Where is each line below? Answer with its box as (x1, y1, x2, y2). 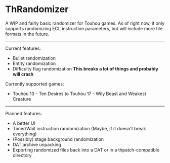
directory (12, 152, 32, 158)
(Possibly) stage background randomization (12, 136, 104, 142)
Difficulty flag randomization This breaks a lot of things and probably (12, 65, 158, 71)
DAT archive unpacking (12, 141, 62, 147)
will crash (12, 71, 34, 77)
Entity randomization (12, 60, 56, 66)
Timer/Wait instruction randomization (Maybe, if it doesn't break (12, 125, 146, 131)
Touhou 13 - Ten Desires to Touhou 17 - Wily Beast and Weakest (12, 91, 147, 97)
